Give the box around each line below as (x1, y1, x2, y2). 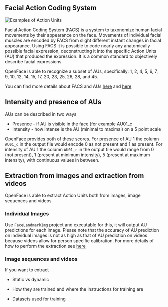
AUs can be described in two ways (5, 111, 77, 117)
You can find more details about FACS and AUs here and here (5, 83, 132, 89)
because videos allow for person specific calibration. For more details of (5, 237, 154, 244)
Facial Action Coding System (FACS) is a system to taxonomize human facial (5, 27, 162, 33)
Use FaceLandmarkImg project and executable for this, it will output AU (5, 222, 147, 228)
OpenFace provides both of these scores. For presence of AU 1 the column (5, 136, 159, 142)
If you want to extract (5, 267, 49, 273)
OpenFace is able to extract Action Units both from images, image (5, 192, 141, 199)
